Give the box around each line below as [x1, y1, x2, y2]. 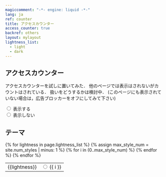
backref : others [5, 30, 39, 35]
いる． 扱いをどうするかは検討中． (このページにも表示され [35, 89, 158, 95]
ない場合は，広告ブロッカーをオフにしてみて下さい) [9, 95, 116, 101]
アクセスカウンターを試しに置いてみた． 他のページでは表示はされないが [5, 83, 155, 89]
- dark [9, 49, 23, 54]
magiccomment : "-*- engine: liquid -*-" [5, 7, 91, 12]
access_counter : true [5, 26, 50, 31]
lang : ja [5, 12, 23, 17]
